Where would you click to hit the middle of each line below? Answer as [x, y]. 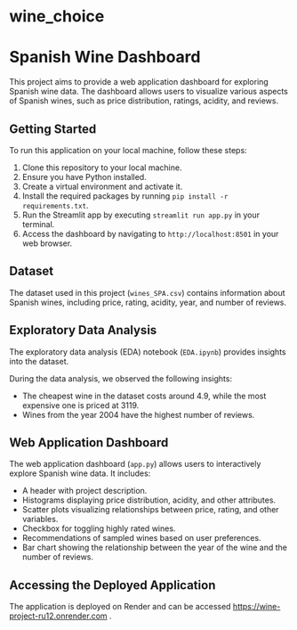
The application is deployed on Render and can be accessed [120, 607]
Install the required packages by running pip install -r [125, 196]
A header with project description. [84, 491]
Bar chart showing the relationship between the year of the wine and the [154, 548]
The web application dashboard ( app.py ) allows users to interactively [135, 464]
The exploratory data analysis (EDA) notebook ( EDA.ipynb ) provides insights [148, 352]
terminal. [38, 224]
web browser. [47, 243]
